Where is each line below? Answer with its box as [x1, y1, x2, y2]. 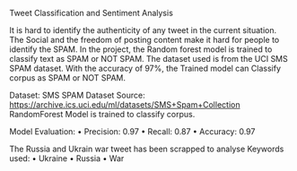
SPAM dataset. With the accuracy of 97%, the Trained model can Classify [9, 63, 281, 73]
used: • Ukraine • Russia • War [9, 153, 125, 164]
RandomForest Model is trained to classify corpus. [9, 109, 196, 119]
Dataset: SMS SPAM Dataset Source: [9, 90, 145, 100]
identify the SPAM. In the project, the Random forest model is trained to [9, 44, 273, 55]
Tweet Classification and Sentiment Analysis [9, 8, 173, 18]
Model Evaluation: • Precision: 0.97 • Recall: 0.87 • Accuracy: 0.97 [9, 126, 256, 137]
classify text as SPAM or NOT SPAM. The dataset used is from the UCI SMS [9, 54, 289, 64]
